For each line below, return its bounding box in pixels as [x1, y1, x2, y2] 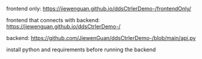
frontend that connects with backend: [6, 17, 100, 23]
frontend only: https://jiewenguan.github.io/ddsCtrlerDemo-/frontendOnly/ [6, 5, 192, 12]
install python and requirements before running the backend [6, 46, 156, 53]
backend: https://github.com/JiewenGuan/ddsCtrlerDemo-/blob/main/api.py [6, 35, 196, 41]
